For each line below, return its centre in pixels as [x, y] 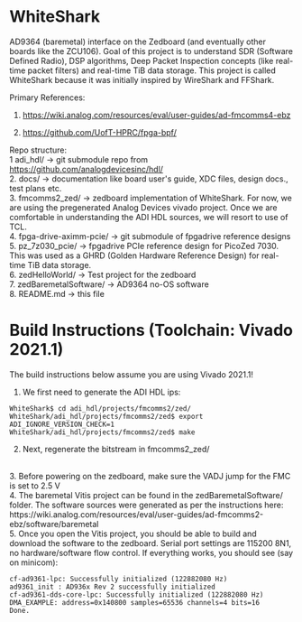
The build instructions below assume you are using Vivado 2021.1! [132, 374]
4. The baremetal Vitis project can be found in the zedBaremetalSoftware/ [146, 495]
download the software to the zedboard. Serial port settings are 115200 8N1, [151, 543]
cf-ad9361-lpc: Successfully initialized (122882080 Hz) [119, 579]
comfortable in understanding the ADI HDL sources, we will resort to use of [149, 217]
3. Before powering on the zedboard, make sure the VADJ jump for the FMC [150, 476]
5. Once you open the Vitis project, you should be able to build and [133, 534]
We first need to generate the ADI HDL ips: [101, 392]
